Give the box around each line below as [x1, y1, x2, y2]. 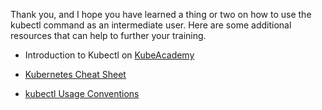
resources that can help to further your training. [10, 30, 207, 41]
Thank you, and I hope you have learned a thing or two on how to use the [10, 9, 312, 20]
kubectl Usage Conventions [24, 88, 140, 99]
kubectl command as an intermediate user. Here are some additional [10, 19, 292, 31]
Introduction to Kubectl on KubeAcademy [24, 49, 195, 61]
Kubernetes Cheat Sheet [24, 69, 127, 80]
